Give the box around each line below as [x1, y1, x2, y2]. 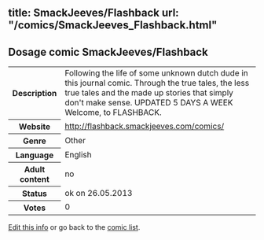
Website [18, 121, 51, 132]
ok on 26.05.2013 [64, 187, 133, 198]
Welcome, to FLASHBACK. [64, 107, 163, 118]
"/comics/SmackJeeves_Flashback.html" [8, 19, 218, 32]
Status [22, 188, 47, 199]
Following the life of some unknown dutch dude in [64, 68, 249, 79]
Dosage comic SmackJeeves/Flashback [8, 45, 208, 58]
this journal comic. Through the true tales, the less [64, 78, 250, 89]
